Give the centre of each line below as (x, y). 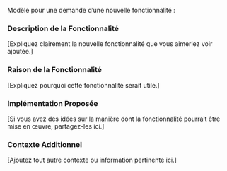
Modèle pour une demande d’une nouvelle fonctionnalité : (91, 10)
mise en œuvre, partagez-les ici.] (56, 126)
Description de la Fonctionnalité (63, 28)
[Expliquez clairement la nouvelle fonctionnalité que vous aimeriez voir (110, 44)
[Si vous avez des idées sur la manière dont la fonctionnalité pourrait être (114, 119)
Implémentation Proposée (53, 103)
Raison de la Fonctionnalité (55, 70)
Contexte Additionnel (45, 144)
